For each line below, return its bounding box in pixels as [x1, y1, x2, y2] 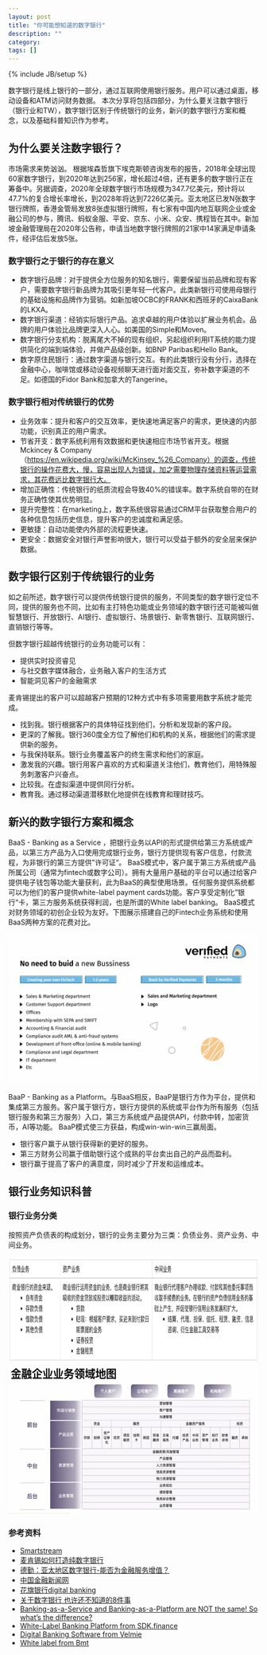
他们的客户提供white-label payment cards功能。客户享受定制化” [29, 888, 238, 897]
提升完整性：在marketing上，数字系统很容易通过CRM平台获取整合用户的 [19, 504, 257, 514]
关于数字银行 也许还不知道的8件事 [19, 1595, 131, 1605]
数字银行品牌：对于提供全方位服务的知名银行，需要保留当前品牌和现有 [19, 275, 250, 284]
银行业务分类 [8, 1210, 58, 1222]
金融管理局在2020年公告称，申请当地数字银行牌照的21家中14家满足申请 [14, 223, 249, 233]
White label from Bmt [19, 1638, 89, 1648]
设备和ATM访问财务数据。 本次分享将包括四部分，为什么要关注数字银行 [14, 96, 249, 105]
